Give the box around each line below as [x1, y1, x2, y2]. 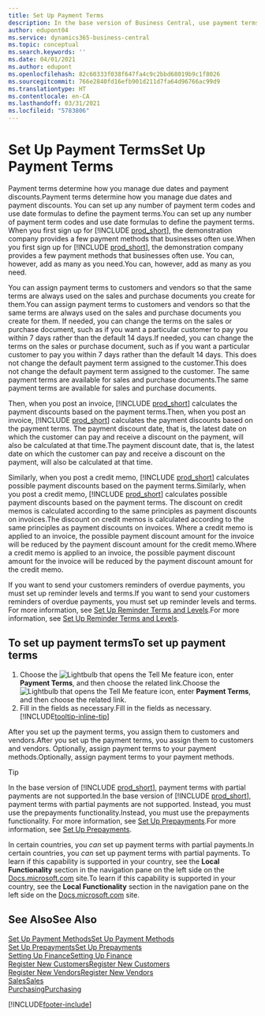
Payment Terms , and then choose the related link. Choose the [19, 678, 221, 687]
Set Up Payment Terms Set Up [8, 141, 206, 159]
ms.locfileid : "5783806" [8, 107, 90, 115]
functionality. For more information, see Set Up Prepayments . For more [8, 816, 237, 825]
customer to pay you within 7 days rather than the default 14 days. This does [8, 349, 257, 359]
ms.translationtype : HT [8, 84, 87, 93]
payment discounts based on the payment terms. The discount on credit [8, 498, 243, 507]
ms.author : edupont [8, 63, 73, 71]
